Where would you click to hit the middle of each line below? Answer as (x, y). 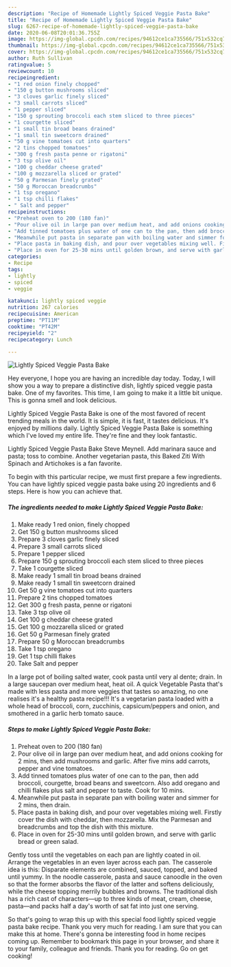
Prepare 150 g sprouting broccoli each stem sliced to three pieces (111, 561)
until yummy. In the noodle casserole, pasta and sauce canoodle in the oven (115, 877)
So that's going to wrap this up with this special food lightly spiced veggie (112, 920)
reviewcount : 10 (31, 71)
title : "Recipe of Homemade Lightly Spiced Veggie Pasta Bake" (100, 20)
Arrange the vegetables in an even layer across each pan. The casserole (110, 862)
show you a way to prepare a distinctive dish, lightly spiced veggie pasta (110, 385)
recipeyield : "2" (33, 333)
